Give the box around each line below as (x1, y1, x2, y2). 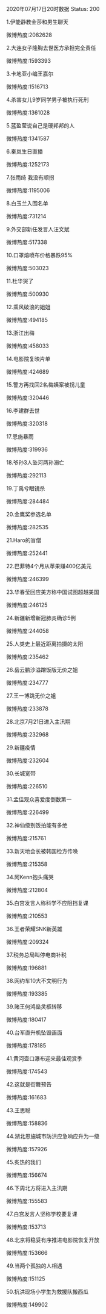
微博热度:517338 (6, 238, 47, 246)
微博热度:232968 (6, 731, 49, 738)
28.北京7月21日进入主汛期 (6, 718, 71, 725)
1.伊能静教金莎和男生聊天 (6, 18, 68, 26)
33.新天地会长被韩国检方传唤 (6, 848, 79, 855)
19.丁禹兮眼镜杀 (6, 485, 45, 492)
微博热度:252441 (6, 549, 48, 557)
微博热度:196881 (6, 964, 47, 971)
